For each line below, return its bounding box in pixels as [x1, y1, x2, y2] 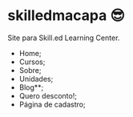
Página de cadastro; [18, 99, 86, 109]
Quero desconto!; [18, 91, 78, 100]
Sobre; [18, 65, 42, 75]
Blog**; [18, 83, 44, 92]
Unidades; [18, 74, 54, 83]
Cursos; [18, 57, 46, 67]
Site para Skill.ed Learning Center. [7, 33, 120, 42]
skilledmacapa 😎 [7, 6, 125, 25]
